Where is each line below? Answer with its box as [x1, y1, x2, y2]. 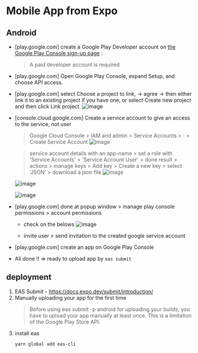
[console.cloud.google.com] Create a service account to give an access [14, 114, 190, 121]
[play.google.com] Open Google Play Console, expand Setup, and [14, 73, 176, 79]
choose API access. [14, 79, 63, 86]
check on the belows [23, 221, 75, 228]
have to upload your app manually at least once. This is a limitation [29, 312, 192, 319]
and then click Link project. [14, 103, 81, 110]
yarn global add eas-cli [14, 341, 76, 347]
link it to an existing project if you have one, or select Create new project [14, 96, 191, 103]
